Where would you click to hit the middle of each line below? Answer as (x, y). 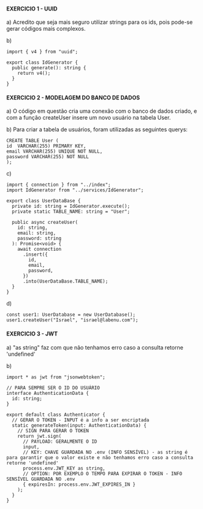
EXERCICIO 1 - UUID (32, 9)
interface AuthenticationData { (48, 393)
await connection (40, 249)
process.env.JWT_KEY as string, (64, 468)
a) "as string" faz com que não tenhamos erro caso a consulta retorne (95, 347)
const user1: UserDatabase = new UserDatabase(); (71, 315)
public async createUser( (45, 223)
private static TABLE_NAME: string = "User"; (71, 212)
